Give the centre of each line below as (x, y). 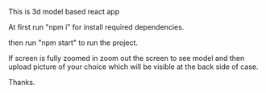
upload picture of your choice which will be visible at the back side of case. (134, 67)
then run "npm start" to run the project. (73, 42)
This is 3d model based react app (64, 12)
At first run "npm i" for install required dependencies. (96, 27)
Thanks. (22, 82)
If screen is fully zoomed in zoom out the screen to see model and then (127, 58)
